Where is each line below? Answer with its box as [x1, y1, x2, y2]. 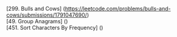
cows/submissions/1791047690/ [6, 11, 87, 18]
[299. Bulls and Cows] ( [6, 5, 66, 12]
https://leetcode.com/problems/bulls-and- [64, 5, 172, 12]
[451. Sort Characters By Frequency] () [6, 24, 103, 31]
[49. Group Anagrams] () [6, 18, 68, 24]
